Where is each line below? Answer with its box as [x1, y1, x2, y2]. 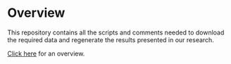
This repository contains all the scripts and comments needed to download [7, 28, 225, 37]
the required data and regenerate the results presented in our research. [7, 35, 215, 44]
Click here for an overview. [7, 49, 85, 58]
